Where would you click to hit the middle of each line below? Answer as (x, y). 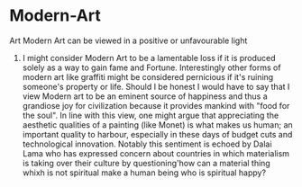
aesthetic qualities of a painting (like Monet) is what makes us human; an (157, 125)
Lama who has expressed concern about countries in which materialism (156, 153)
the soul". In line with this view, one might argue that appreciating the (151, 115)
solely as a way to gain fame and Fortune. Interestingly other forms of (151, 67)
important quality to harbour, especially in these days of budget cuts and (157, 134)
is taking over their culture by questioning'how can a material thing (146, 163)
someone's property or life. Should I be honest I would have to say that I (156, 86)
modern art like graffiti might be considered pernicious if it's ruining (148, 76)
